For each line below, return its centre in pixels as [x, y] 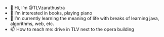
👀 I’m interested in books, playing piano [51, 13]
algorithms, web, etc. [32, 23]
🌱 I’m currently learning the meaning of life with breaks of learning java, [85, 18]
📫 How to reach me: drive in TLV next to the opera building [72, 29]
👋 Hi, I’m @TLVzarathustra [37, 8]
